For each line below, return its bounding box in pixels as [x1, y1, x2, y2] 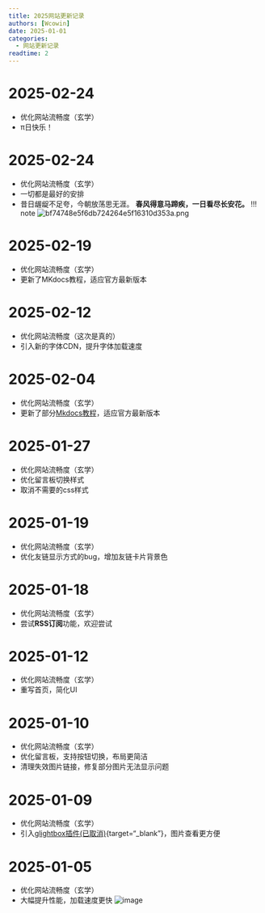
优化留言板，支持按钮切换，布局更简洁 [19, 752, 148, 762]
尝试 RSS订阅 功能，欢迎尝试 [19, 618, 113, 628]
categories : [8, 34, 48, 43]
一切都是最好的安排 [19, 189, 85, 198]
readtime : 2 [8, 49, 48, 57]
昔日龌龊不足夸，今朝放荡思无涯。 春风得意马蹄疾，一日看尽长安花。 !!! [19, 199, 257, 209]
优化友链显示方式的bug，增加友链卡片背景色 [19, 551, 168, 561]
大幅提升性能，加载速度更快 [19, 895, 113, 905]
